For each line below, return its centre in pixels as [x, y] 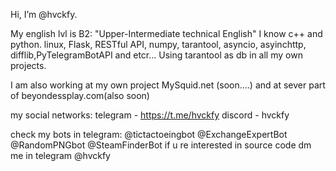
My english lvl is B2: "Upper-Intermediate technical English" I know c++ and [166, 33]
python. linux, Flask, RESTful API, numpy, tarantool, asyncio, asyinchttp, [158, 44]
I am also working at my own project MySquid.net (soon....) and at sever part [168, 85]
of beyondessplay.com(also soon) [80, 95]
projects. [28, 65]
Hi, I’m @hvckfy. [44, 14]
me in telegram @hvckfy [60, 155]
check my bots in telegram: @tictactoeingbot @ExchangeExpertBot [149, 134]
